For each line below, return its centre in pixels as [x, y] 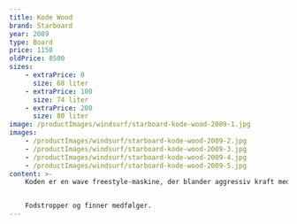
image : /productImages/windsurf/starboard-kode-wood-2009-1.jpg [130, 125]
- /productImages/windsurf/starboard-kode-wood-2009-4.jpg [136, 157]
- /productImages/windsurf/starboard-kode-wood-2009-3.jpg [136, 149]
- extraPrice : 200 [59, 108]
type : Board [31, 42]
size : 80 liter [61, 116]
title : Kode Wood [41, 17]
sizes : [21, 67]
